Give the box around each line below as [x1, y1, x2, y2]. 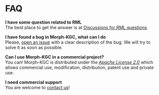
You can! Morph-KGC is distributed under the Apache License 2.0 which [5, 59, 154, 65]
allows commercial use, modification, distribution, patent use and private [5, 64, 154, 70]
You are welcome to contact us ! [5, 84, 70, 90]
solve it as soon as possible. [5, 44, 63, 50]
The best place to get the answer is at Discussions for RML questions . [5, 24, 148, 30]
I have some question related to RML [5, 19, 82, 25]
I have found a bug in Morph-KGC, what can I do [5, 34, 106, 40]
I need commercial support [5, 79, 62, 85]
